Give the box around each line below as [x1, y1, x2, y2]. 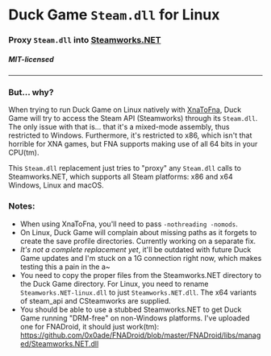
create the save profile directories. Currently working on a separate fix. [19, 236, 256, 246]
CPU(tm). [8, 147, 40, 158]
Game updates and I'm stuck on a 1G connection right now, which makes [19, 253, 262, 263]
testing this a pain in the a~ [19, 262, 110, 271]
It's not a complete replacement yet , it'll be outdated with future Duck [19, 244, 252, 255]
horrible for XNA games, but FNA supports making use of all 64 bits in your [8, 139, 258, 149]
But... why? [8, 87, 54, 97]
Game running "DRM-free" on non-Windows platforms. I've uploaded [19, 313, 250, 323]
